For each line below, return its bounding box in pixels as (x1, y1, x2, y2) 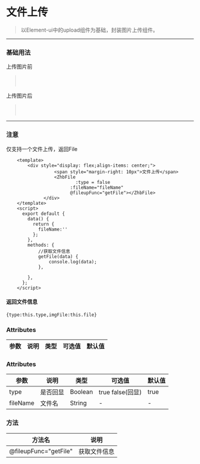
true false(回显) (98, 388, 142, 397)
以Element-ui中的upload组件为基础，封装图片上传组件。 (20, 26, 159, 33)
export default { (21, 210, 65, 217)
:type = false (75, 179, 111, 185)
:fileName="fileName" (70, 185, 124, 190)
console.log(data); (48, 259, 97, 265)
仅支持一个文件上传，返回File (6, 145, 78, 152)
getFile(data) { (37, 253, 79, 260)
